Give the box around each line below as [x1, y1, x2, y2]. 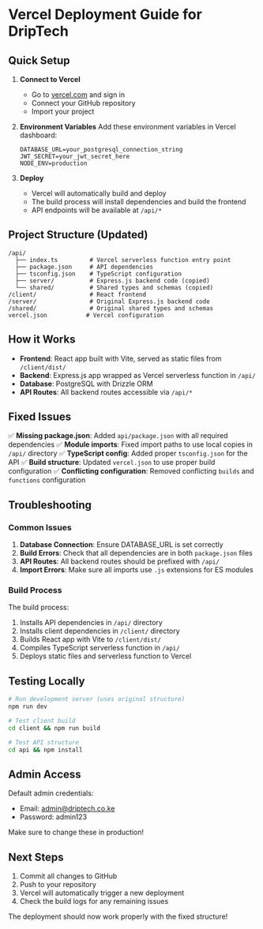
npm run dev [8, 702, 47, 711]
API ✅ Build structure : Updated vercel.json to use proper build [8, 458, 216, 467]
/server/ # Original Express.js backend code [8, 298, 211, 305]
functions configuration [8, 475, 86, 485]
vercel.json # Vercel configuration [8, 311, 164, 319]
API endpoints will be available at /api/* [31, 205, 162, 215]
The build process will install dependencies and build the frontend [31, 197, 246, 206]
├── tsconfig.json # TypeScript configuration [15, 270, 182, 278]
